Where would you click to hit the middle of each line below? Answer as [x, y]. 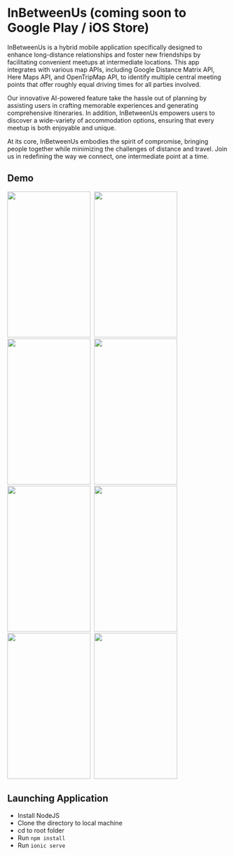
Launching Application [58, 799]
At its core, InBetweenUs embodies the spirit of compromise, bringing [108, 141]
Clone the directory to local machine [70, 823]
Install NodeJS [39, 815]
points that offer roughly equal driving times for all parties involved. [104, 84]
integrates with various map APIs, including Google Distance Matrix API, [111, 69]
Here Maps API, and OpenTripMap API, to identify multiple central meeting [114, 77]
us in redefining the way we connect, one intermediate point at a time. [108, 156]
